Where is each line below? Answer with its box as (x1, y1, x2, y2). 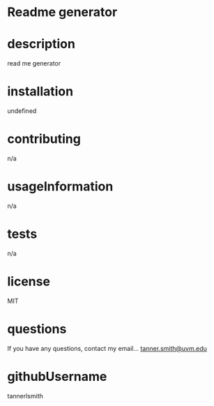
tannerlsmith (7, 391, 43, 400)
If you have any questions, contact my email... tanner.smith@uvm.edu (7, 344, 208, 352)
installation (7, 84, 74, 100)
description (7, 36, 75, 52)
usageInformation (7, 179, 114, 195)
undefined (7, 107, 37, 115)
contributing (7, 131, 82, 147)
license (7, 273, 51, 290)
